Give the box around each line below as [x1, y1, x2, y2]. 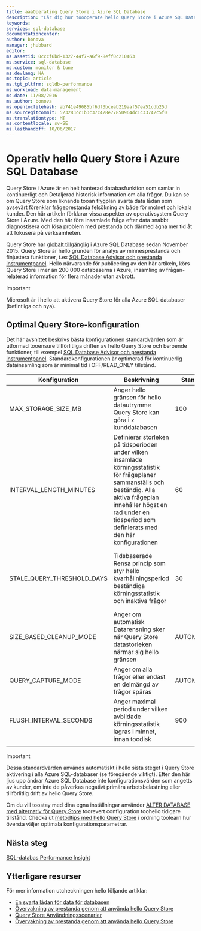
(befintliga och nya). [6, 302, 56, 309]
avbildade [113, 712, 142, 721]
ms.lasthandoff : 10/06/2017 [6, 126, 77, 132]
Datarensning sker [113, 625, 165, 634]
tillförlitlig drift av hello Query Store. [6, 789, 94, 796]
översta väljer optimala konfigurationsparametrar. [6, 820, 127, 828]
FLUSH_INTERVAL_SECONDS [9, 716, 93, 724]
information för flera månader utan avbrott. [29, 273, 135, 280]
